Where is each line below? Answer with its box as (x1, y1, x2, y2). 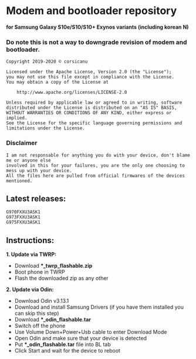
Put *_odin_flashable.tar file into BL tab (14, 341, 111, 348)
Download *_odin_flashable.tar (14, 316, 92, 323)
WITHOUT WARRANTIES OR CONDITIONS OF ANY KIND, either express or (6, 110, 172, 116)
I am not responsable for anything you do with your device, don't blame (6, 152, 191, 158)
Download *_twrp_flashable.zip (14, 262, 93, 269)
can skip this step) (14, 310, 60, 317)
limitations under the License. (6, 125, 85, 131)
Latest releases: (6, 193, 66, 203)
